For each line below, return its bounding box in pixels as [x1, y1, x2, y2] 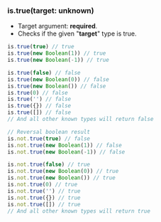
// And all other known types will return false [7, 116, 154, 123]
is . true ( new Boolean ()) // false [7, 83, 106, 90]
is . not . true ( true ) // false [7, 134, 91, 142]
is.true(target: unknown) [7, 6, 94, 16]
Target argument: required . [17, 22, 98, 31]
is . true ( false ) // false [7, 69, 81, 76]
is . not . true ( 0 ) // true [7, 181, 78, 189]
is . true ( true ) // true [7, 43, 74, 51]
